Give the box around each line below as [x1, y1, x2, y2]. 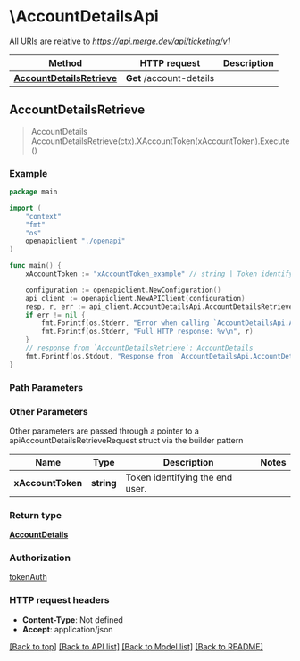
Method [48, 56, 83, 69]
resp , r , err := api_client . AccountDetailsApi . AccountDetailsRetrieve [25, 302, 294, 311]
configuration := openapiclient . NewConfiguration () [25, 285, 221, 294]
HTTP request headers [9, 594, 110, 607]
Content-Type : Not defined [21, 614, 123, 625]
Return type [9, 508, 62, 521]
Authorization [9, 551, 71, 564]
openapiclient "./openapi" [25, 236, 126, 246]
